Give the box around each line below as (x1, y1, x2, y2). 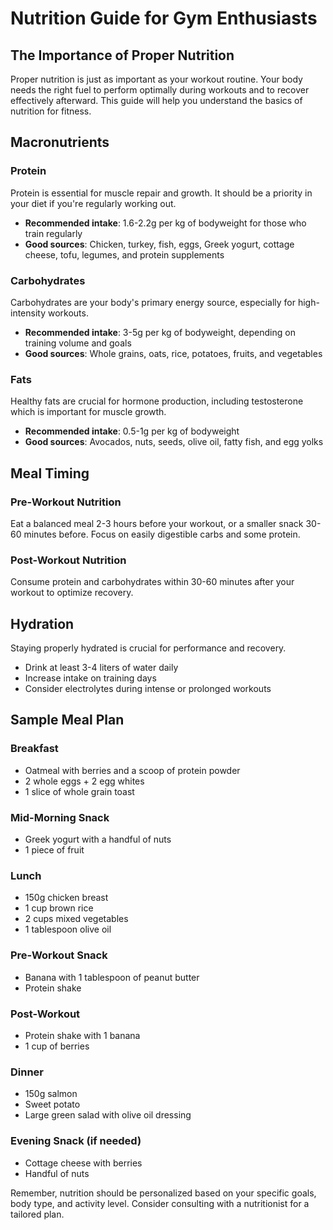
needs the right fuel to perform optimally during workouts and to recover (10, 84, 310, 96)
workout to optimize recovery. (10, 587, 134, 599)
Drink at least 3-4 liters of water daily (24, 662, 179, 674)
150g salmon (24, 1088, 78, 1100)
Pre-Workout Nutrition (10, 495, 122, 509)
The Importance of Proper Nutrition (10, 47, 235, 64)
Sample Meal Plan (10, 712, 125, 729)
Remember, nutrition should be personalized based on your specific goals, (10, 1187, 317, 1199)
